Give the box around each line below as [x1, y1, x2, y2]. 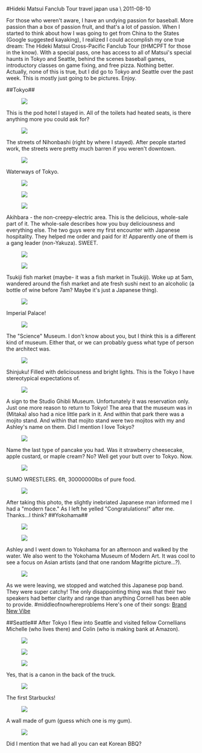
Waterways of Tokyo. [6, 168, 59, 175]
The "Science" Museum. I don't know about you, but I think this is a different [6, 332, 196, 340]
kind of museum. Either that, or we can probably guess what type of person [6, 339, 194, 346]
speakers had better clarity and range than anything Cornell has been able [6, 594, 191, 602]
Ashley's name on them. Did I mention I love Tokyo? [6, 424, 134, 430]
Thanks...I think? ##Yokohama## [6, 512, 88, 518]
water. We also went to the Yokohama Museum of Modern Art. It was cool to [6, 552, 195, 559]
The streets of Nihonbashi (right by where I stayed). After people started [6, 139, 186, 145]
